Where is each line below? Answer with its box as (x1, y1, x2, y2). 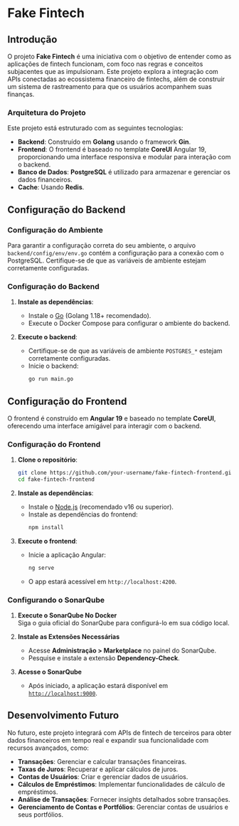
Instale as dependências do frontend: (28, 510, 138, 519)
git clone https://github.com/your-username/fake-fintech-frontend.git (17, 470, 235, 477)
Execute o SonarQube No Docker (17, 611, 117, 620)
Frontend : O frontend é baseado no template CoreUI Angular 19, (17, 145, 207, 154)
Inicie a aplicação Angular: (28, 550, 107, 559)
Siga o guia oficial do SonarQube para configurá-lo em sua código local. (17, 619, 230, 628)
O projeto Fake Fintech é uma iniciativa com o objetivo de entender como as (7, 52, 232, 60)
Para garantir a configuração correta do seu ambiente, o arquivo (7, 240, 196, 250)
